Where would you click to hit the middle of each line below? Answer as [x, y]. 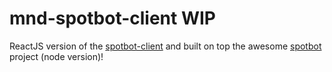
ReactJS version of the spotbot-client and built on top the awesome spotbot [165, 46]
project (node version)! [56, 56]
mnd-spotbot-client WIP [112, 18]
